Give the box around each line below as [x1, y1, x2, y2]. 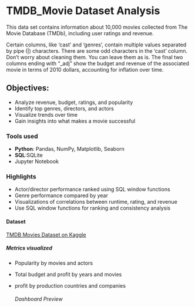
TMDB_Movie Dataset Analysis [6, 4, 160, 18]
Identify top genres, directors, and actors [14, 104, 115, 112]
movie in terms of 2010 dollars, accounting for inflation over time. [6, 66, 164, 73]
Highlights [6, 172, 36, 180]
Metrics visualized [6, 245, 53, 252]
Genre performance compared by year [14, 192, 109, 199]
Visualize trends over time [14, 111, 78, 118]
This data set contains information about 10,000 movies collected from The [6, 23, 188, 31]
